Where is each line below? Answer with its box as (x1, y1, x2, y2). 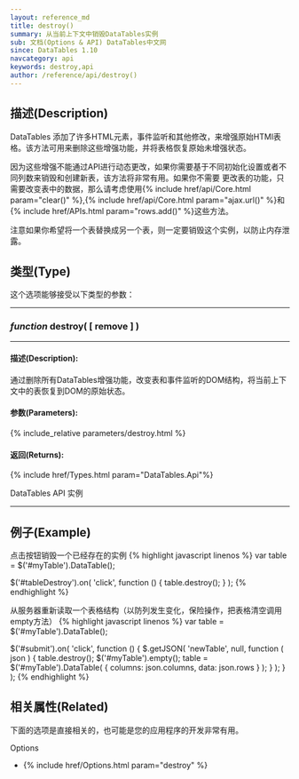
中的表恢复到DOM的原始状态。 (17, 386, 130, 396)
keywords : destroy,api (10, 63, 94, 72)
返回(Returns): (10, 449, 65, 460)
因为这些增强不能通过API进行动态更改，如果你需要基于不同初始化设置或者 (10, 161, 279, 171)
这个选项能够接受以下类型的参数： (10, 290, 135, 300)
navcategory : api (10, 54, 75, 63)
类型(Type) (10, 264, 71, 279)
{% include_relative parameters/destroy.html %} (10, 428, 186, 439)
